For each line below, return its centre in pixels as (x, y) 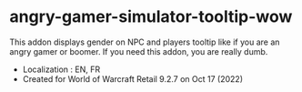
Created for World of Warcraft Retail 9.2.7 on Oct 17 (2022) (133, 78)
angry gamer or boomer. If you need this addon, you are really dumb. (139, 51)
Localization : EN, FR (61, 69)
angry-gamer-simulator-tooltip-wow (151, 17)
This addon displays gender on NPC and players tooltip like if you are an (145, 42)
